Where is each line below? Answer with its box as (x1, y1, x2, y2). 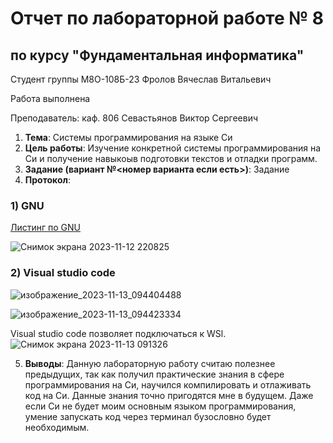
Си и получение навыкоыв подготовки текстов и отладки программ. (24, 153, 318, 164)
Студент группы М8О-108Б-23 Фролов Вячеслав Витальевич (10, 73, 272, 85)
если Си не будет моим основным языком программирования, (24, 400, 297, 412)
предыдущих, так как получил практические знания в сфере (24, 368, 285, 380)
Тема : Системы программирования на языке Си (24, 132, 233, 143)
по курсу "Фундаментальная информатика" (10, 47, 305, 64)
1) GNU (10, 198, 45, 212)
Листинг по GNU (10, 222, 82, 234)
